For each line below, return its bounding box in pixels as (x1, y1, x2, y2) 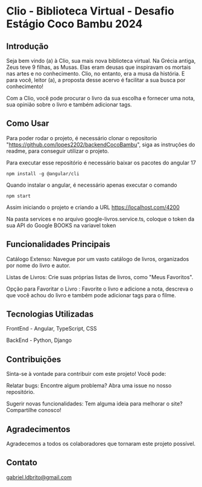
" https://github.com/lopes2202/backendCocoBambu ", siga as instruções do (6, 141, 195, 148)
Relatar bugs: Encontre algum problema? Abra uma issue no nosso (6, 382, 172, 389)
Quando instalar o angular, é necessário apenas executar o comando (6, 181, 177, 189)
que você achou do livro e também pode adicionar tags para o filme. (6, 291, 176, 298)
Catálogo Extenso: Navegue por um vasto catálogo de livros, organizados (6, 255, 189, 262)
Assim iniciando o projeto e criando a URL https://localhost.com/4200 (6, 204, 180, 211)
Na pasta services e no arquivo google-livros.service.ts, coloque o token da (6, 215, 195, 222)
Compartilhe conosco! (6, 407, 62, 414)
